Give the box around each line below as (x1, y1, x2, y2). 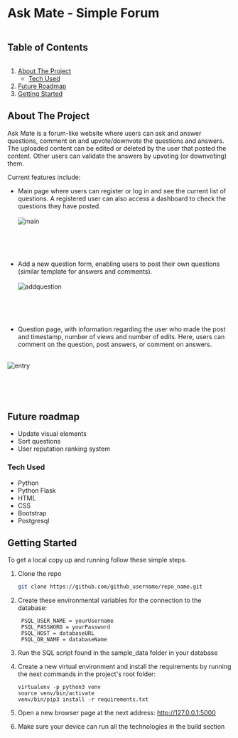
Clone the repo (17, 569, 62, 578)
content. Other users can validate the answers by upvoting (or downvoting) (7, 151, 227, 160)
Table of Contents (7, 41, 89, 54)
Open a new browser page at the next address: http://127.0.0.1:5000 (17, 709, 217, 717)
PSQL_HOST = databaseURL (21, 630, 94, 637)
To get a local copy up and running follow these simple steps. (7, 556, 187, 565)
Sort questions (17, 437, 61, 446)
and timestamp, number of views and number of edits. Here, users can (17, 332, 225, 341)
